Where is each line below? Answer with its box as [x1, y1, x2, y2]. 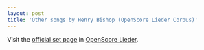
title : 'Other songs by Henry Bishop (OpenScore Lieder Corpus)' [7, 16, 198, 23]
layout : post [7, 10, 45, 17]
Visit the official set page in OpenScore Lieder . [7, 35, 139, 43]
